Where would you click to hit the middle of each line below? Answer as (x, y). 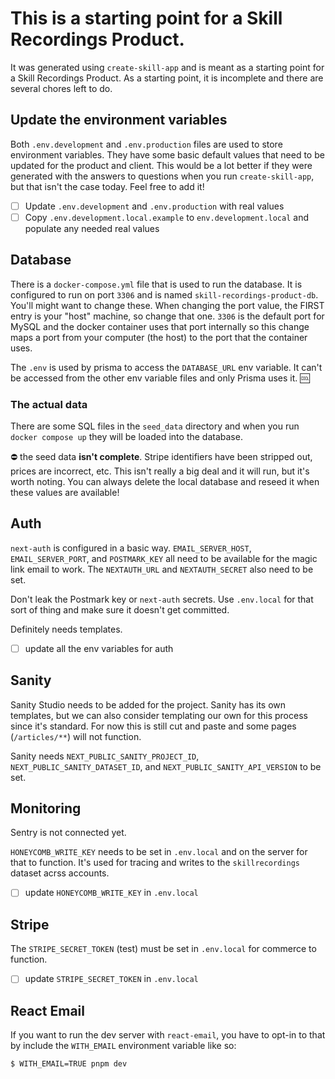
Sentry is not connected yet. (68, 833)
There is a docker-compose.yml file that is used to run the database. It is (156, 284)
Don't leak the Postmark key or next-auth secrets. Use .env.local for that (162, 599)
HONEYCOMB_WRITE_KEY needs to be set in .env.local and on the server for (159, 852)
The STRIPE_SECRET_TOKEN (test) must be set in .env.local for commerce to (163, 949)
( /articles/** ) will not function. (76, 736)
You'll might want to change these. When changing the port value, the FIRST (167, 305)
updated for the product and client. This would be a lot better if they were (161, 165)
